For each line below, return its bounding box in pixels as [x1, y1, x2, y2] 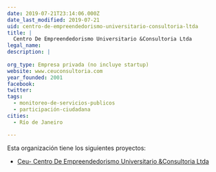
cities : [7, 112, 30, 119]
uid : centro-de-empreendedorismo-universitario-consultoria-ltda [7, 23, 198, 30]
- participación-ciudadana [13, 106, 91, 113]
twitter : [7, 87, 32, 94]
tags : [7, 94, 23, 100]
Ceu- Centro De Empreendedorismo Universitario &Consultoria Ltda [17, 157, 210, 165]
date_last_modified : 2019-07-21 [7, 17, 100, 23]
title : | [7, 29, 32, 36]
